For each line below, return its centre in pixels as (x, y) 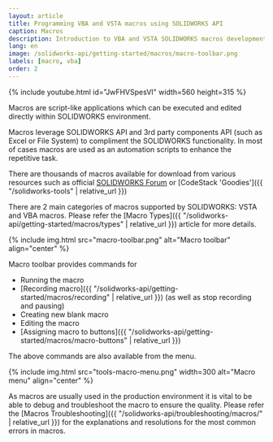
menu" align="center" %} (51, 380)
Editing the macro (50, 323)
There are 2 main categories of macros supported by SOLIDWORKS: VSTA (133, 206)
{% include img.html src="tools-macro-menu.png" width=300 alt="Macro (132, 371)
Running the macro (52, 279)
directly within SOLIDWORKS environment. (80, 116)
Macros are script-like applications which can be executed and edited (125, 107)
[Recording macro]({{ (56, 288)
